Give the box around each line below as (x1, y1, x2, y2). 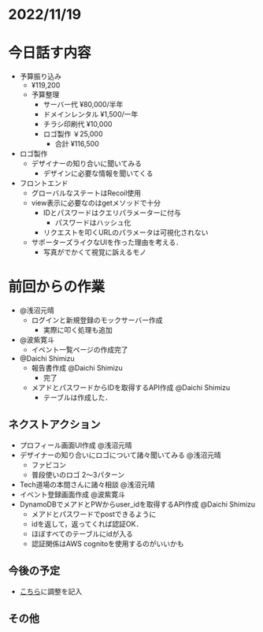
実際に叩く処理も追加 (43, 325, 113, 335)
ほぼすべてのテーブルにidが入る (31, 529, 134, 538)
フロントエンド (19, 179, 69, 188)
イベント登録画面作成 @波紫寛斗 (19, 489, 126, 499)
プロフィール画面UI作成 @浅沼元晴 (19, 440, 132, 450)
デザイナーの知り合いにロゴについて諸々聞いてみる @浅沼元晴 (19, 450, 222, 459)
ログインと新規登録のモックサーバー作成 (31, 315, 163, 325)
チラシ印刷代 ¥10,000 (43, 120, 113, 129)
